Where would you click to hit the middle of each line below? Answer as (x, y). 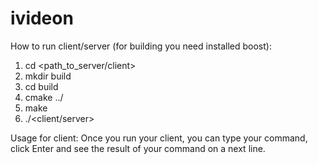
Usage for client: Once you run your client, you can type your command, (159, 138)
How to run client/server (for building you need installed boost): (141, 46)
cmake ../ (44, 97)
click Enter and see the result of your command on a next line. (138, 148)
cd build (41, 86)
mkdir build (48, 76)
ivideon (42, 18)
